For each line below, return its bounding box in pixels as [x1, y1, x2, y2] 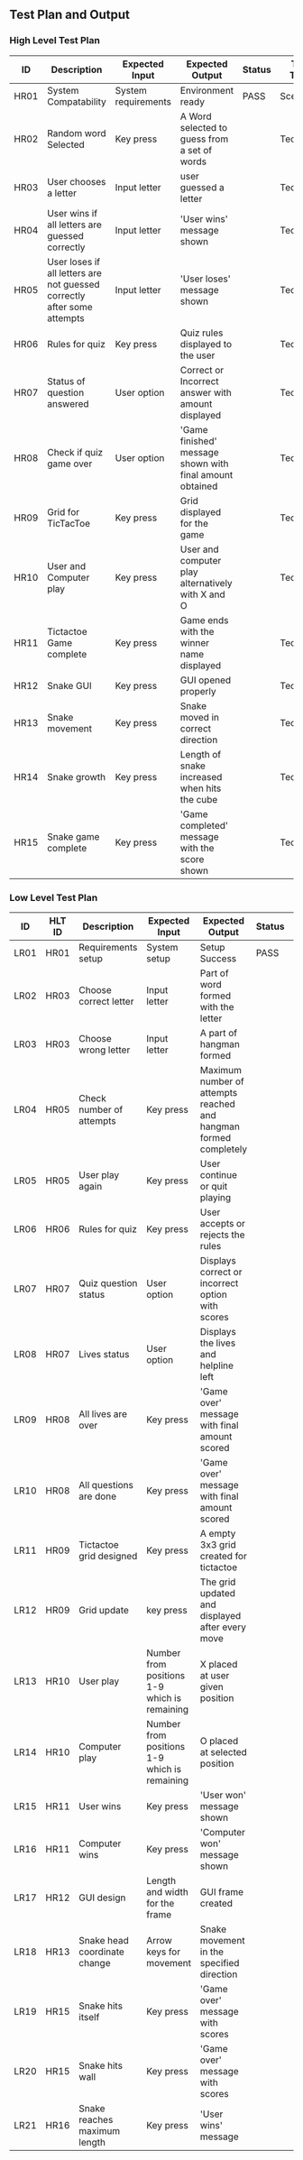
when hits [179, 782, 222, 795]
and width [145, 1885, 189, 1898]
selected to [179, 121, 228, 133]
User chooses [46, 175, 106, 188]
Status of [46, 374, 86, 387]
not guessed [46, 278, 101, 290]
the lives [199, 1337, 236, 1349]
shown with [179, 457, 229, 470]
